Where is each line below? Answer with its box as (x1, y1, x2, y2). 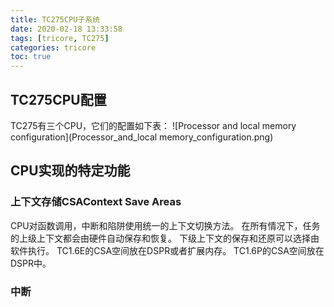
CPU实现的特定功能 (10, 162, 131, 180)
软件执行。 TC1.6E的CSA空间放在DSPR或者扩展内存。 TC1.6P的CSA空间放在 (10, 244, 325, 256)
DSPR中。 (10, 257, 52, 269)
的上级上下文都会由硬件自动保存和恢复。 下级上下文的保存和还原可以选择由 (10, 232, 320, 244)
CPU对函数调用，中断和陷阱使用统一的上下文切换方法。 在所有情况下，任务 (10, 219, 321, 231)
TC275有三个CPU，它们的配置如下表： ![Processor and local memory (10, 119, 297, 131)
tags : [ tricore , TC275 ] (10, 33, 110, 43)
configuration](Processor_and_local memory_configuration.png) (10, 131, 274, 143)
